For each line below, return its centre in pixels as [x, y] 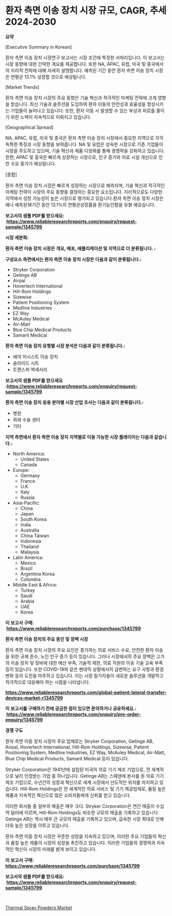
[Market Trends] [22, 87]
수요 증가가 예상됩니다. [33, 163]
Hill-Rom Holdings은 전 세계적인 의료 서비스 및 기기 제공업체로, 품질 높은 [93, 789]
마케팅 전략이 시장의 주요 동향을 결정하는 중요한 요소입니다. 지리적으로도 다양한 [84, 192]
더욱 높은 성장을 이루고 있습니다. [38, 825]
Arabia [27, 601]
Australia [30, 530]
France [28, 481]
